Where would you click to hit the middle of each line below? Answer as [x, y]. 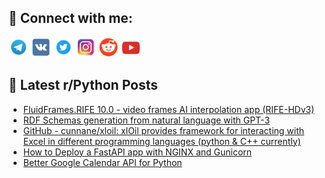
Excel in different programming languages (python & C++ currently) [161, 141]
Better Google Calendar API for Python [102, 162]
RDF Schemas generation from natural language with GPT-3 [146, 120]
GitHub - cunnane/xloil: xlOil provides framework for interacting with [163, 130]
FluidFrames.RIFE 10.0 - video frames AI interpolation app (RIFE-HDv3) [168, 109]
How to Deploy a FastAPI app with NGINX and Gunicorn [137, 152]
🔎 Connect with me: [70, 18]
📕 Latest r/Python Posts [83, 85]
